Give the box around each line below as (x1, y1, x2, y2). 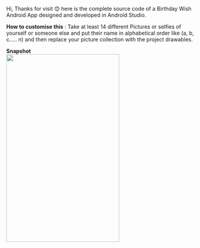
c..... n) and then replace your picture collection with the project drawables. (6, 36, 193, 43)
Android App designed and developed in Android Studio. (6, 11, 146, 19)
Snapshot (6, 47, 31, 55)
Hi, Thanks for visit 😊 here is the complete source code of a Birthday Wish (6, 5, 192, 12)
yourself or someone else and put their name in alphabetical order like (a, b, (6, 29, 195, 37)
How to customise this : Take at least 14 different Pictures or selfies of (6, 23, 182, 30)
